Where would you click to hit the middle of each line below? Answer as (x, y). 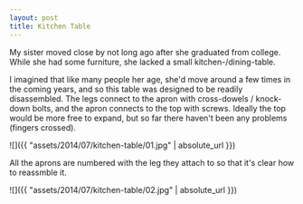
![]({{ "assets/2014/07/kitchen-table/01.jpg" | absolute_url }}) (123, 145)
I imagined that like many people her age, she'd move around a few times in (150, 79)
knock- (269, 98)
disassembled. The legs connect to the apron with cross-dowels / (132, 98)
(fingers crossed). (43, 127)
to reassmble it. (38, 172)
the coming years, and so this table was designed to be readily (126, 89)
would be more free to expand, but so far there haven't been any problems (148, 118)
